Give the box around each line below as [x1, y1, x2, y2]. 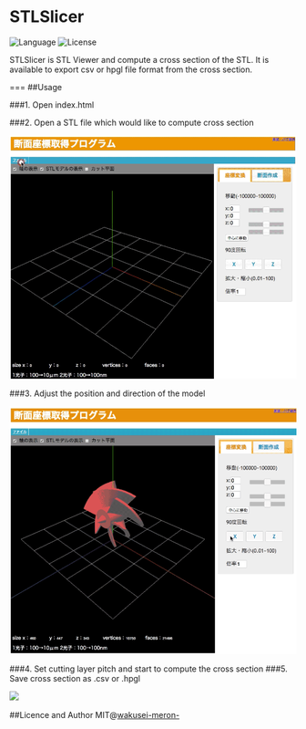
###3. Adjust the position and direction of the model [9, 388, 206, 399]
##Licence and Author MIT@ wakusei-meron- [9, 709, 180, 720]
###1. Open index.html [9, 99, 95, 110]
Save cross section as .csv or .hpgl [9, 672, 141, 683]
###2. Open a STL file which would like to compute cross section [9, 117, 254, 128]
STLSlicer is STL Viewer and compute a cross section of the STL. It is [9, 54, 270, 65]
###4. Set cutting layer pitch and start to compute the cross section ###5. [9, 663, 289, 674]
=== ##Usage [9, 81, 62, 92]
